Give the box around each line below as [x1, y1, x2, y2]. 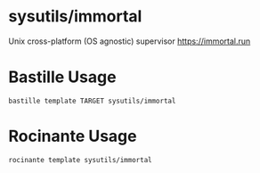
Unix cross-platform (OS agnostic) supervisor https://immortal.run [8, 36, 251, 46]
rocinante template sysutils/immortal [8, 155, 152, 164]
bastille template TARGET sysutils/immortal [8, 96, 176, 105]
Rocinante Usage [8, 127, 137, 146]
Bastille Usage [8, 67, 117, 87]
